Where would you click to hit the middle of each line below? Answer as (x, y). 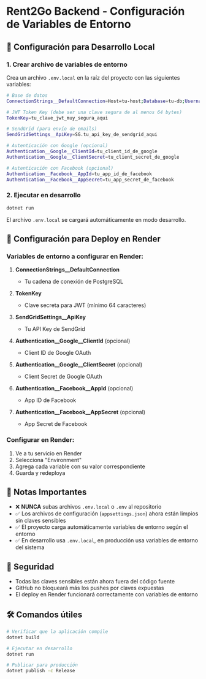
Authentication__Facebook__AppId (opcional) (74, 389)
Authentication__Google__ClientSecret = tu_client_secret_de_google (93, 157)
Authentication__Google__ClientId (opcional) (73, 341)
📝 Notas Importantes (47, 492)
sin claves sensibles (40, 521)
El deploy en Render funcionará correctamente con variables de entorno (106, 594)
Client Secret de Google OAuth (63, 377)
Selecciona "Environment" (48, 460)
